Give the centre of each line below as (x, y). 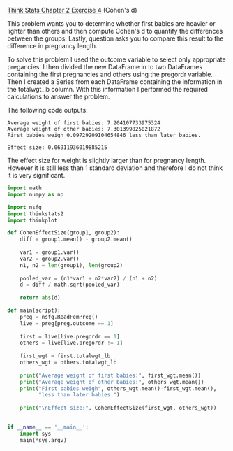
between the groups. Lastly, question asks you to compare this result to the (115, 38)
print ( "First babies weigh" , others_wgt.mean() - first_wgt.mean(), (118, 388)
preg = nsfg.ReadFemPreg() (59, 317)
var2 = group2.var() (50, 259)
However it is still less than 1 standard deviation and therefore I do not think (115, 168)
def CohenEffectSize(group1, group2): (63, 233)
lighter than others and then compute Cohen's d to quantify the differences (115, 31)
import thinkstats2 (36, 214)
